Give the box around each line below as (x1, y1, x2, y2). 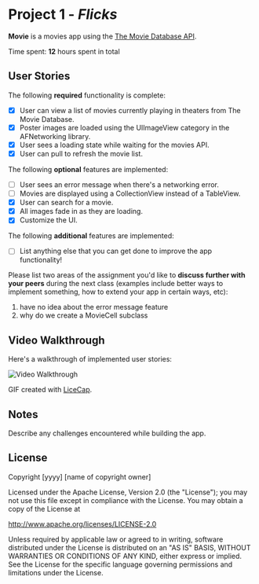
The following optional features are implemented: (8, 165, 169, 174)
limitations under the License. (8, 567, 104, 577)
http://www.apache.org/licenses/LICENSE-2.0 (8, 519, 157, 528)
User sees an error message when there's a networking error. (19, 180, 220, 189)
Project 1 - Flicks (8, 6, 118, 24)
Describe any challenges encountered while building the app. (8, 428, 206, 438)
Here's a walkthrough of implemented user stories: (8, 354, 173, 364)
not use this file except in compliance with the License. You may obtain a (8, 495, 243, 505)
